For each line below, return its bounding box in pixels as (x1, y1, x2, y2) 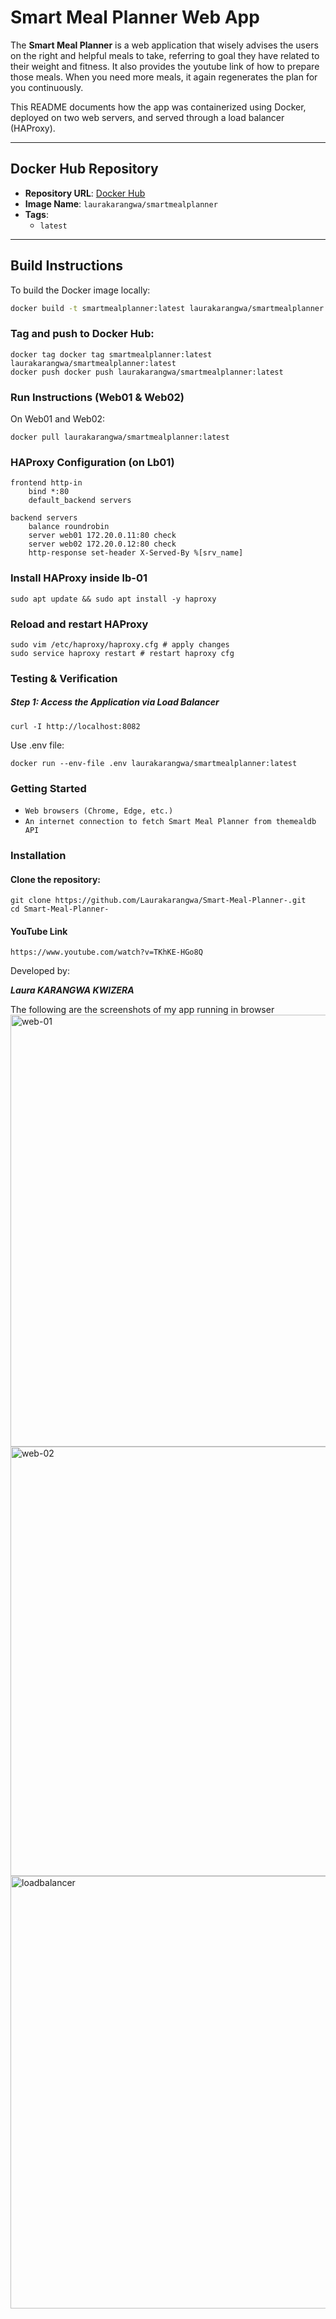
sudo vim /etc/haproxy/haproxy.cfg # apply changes (10, 639, 230, 650)
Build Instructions (10, 257, 124, 275)
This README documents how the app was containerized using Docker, (10, 101, 307, 113)
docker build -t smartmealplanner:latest (10, 303, 186, 313)
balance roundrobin (28, 522, 110, 532)
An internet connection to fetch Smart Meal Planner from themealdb (24, 817, 317, 827)
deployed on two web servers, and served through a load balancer (10, 111, 285, 123)
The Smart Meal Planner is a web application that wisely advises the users (10, 39, 319, 51)
